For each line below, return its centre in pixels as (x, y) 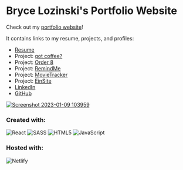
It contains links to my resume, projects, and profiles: (70, 38)
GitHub (23, 93)
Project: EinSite (33, 81)
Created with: (26, 120)
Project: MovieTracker (41, 74)
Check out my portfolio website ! (45, 27)
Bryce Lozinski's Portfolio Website (92, 11)
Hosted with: (25, 148)
